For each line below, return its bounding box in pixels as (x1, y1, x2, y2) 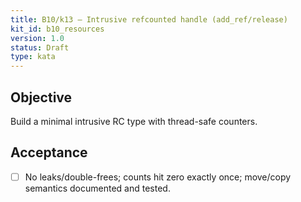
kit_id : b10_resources (10, 24, 105, 34)
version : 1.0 (10, 33, 65, 43)
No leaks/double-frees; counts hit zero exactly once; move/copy (24, 171, 292, 183)
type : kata (10, 52, 56, 62)
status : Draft (10, 42, 70, 53)
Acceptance (10, 144, 88, 161)
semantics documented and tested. (24, 182, 171, 194)
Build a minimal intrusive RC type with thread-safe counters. (10, 115, 258, 127)
